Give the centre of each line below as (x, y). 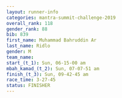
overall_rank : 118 (30, 23)
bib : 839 (17, 35)
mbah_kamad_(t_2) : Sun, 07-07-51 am (53, 68)
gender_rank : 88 (27, 29)
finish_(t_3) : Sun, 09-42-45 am (47, 74)
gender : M (19, 52)
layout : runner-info (33, 12)
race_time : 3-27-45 (31, 80)
